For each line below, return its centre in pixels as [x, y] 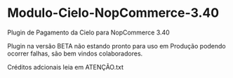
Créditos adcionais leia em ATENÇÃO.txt [66, 67]
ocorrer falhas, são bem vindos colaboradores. [75, 53]
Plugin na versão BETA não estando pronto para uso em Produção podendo [116, 46]
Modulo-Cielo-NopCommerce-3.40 [113, 13]
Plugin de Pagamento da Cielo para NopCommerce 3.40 [88, 32]
